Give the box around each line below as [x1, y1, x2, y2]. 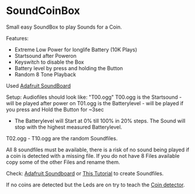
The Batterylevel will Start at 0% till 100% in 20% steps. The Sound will [14, 117, 186, 124]
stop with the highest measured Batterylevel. [14, 123, 123, 130]
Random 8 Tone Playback [14, 71, 76, 78]
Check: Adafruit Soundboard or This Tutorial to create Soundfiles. [6, 169, 164, 176]
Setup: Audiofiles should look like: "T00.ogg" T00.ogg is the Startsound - [6, 93, 182, 101]
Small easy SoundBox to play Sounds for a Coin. [6, 23, 123, 30]
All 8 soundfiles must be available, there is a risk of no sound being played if [6, 146, 190, 153]
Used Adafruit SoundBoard [6, 82, 71, 89]
